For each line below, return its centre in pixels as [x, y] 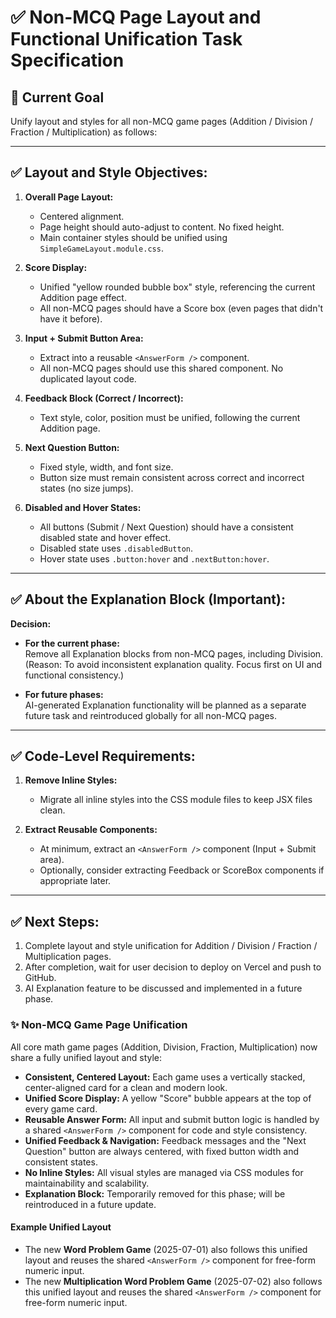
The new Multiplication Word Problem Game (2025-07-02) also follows [173, 1281]
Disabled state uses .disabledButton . [116, 548]
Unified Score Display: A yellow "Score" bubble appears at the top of [168, 1098]
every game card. [61, 1108]
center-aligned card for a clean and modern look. [126, 1087]
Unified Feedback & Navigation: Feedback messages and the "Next [165, 1140]
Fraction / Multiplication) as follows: [84, 132]
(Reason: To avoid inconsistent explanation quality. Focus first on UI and [173, 664]
